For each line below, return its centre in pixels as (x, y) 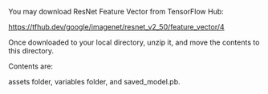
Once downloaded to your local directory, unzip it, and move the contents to (134, 42)
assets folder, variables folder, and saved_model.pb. (94, 82)
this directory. (31, 51)
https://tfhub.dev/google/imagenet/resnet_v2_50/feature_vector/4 (116, 27)
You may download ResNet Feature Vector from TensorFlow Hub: (116, 12)
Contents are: (31, 66)
